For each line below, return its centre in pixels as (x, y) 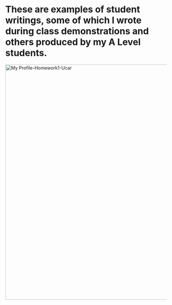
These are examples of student (73, 9)
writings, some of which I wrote (73, 20)
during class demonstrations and (77, 31)
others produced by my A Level (73, 42)
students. (26, 53)
